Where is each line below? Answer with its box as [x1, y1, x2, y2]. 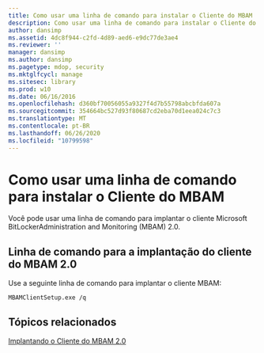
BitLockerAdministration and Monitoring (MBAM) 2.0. [8, 222, 180, 232]
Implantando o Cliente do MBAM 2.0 [8, 336, 126, 346]
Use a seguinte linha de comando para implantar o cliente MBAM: [8, 279, 222, 288]
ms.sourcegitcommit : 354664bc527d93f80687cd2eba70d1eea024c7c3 [8, 108, 221, 116]
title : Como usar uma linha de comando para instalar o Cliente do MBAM [8, 11, 253, 20]
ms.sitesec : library [8, 78, 77, 85]
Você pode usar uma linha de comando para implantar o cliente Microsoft [8, 214, 247, 223]
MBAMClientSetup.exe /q [8, 294, 87, 302]
